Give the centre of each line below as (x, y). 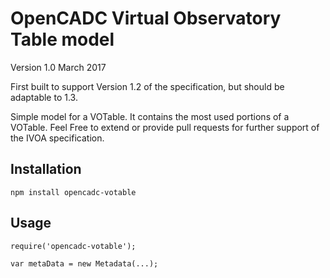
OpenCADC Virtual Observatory (146, 18)
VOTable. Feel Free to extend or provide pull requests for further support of (165, 127)
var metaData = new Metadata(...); (84, 263)
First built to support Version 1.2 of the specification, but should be (147, 86)
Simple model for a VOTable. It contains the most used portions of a (150, 116)
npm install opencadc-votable (73, 192)
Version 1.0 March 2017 (58, 67)
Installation (46, 169)
